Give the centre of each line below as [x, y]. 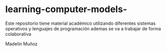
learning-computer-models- [66, 9]
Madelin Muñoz [22, 43]
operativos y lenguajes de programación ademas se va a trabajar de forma [83, 28]
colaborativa [18, 34]
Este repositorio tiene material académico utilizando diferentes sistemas [80, 23]
